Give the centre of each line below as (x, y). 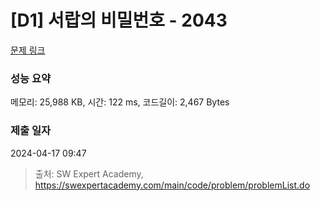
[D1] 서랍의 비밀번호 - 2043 (119, 20)
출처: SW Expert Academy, (89, 173)
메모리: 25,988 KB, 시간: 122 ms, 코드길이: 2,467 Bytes (120, 102)
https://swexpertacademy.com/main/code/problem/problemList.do (172, 185)
